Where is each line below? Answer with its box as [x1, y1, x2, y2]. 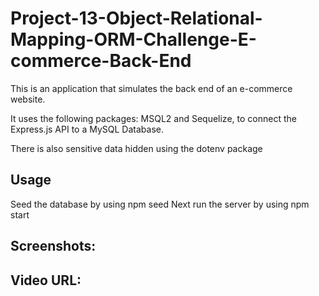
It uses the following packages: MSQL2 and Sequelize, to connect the [10, 112, 297, 124]
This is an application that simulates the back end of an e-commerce [10, 82, 293, 94]
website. [10, 93, 46, 105]
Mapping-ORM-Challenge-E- [10, 28, 257, 51]
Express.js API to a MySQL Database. [10, 123, 164, 135]
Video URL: [10, 272, 82, 289]
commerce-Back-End [10, 50, 192, 72]
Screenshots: [10, 238, 97, 255]
